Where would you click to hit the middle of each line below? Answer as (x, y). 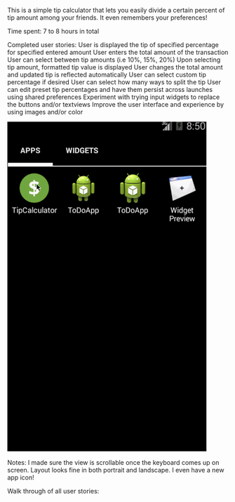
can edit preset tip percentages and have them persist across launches (110, 90)
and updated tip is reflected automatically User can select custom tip (107, 74)
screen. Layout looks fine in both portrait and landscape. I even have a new (116, 470)
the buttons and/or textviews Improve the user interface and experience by (116, 104)
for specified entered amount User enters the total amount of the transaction (118, 52)
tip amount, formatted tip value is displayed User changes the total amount (115, 67)
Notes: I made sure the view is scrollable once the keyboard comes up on (113, 462)
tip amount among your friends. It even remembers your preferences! (107, 18)
